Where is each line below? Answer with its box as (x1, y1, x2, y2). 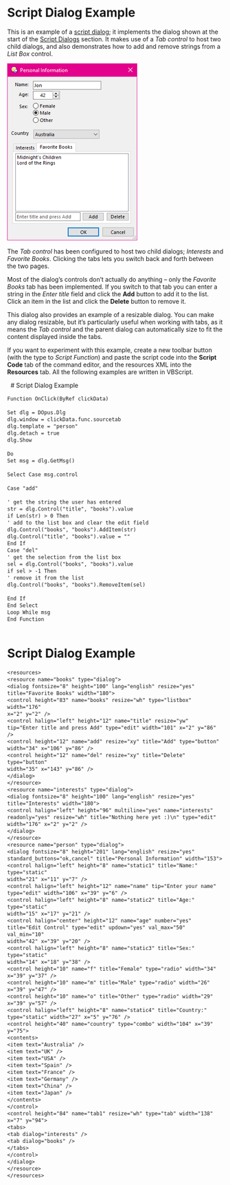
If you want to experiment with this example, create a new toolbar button (7, 346, 213, 354)
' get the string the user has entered (7, 498, 122, 506)
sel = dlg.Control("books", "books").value (7, 560, 134, 568)
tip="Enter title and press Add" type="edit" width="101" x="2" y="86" (7, 724, 216, 731)
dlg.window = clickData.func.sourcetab (7, 415, 122, 423)
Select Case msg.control (7, 471, 78, 478)
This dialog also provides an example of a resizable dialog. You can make (7, 310, 214, 318)
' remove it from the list (7, 574, 84, 581)
